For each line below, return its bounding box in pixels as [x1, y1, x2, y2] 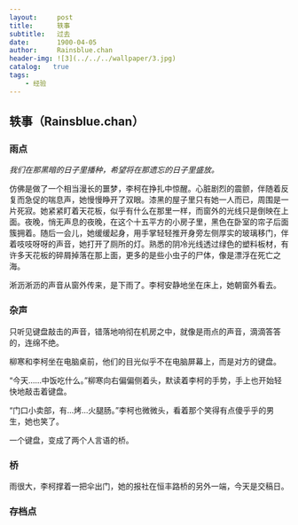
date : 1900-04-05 [9, 37, 98, 47]
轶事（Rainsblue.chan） [9, 114, 145, 129]
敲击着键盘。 [24, 386, 72, 396]
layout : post [9, 12, 74, 22]
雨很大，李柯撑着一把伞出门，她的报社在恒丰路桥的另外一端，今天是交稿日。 [9, 481, 289, 491]
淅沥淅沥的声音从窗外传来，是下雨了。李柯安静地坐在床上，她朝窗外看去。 [9, 280, 281, 291]
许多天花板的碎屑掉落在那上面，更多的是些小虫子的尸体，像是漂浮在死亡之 [9, 250, 281, 261]
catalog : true [9, 63, 69, 72]
